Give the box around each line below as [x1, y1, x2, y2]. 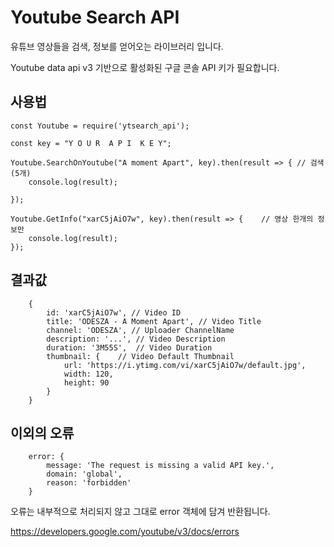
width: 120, [63, 369, 114, 379]
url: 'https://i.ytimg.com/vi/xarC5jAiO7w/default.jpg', [63, 360, 307, 370]
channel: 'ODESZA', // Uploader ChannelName [46, 325, 235, 335]
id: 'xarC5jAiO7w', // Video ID [46, 307, 182, 318]
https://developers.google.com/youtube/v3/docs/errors [10, 526, 240, 538]
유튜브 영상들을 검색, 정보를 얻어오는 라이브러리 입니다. [10, 40, 224, 52]
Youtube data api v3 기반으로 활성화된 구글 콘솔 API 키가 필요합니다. [10, 61, 280, 73]
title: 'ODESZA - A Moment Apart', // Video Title [46, 316, 262, 326]
